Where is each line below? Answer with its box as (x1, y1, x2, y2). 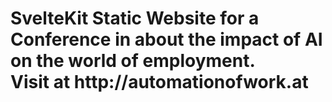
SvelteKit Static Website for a (10, 7, 260, 30)
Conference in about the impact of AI (10, 28, 323, 51)
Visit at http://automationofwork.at (10, 71, 309, 94)
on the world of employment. (10, 50, 256, 72)
